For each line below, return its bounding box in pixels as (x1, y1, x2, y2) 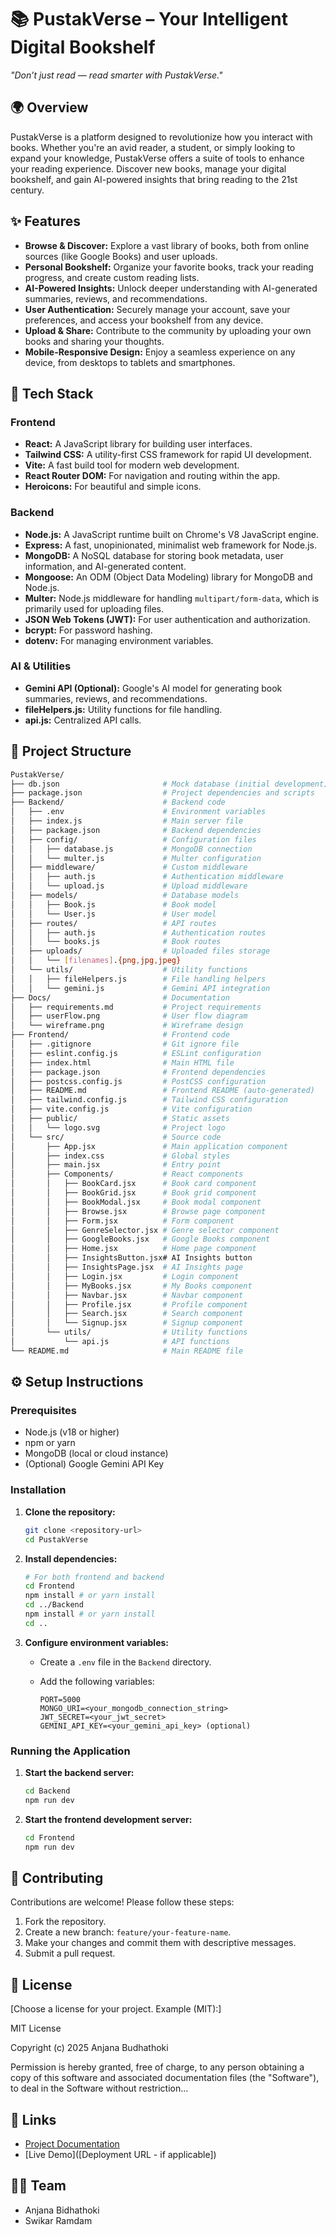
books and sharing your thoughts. (24, 335, 165, 347)
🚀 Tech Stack (10, 385, 94, 402)
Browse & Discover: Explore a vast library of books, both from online (24, 239, 310, 251)
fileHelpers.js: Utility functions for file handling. (24, 703, 223, 715)
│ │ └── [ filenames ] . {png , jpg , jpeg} (10, 956, 182, 966)
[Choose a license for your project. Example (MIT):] (10, 2003, 222, 2015)
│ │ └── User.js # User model (10, 909, 217, 919)
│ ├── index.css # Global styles (10, 1151, 230, 1161)
